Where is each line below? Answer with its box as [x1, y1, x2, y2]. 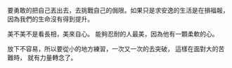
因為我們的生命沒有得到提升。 [7, 15, 94, 23]
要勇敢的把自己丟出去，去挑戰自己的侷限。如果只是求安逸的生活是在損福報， [7, 6, 229, 14]
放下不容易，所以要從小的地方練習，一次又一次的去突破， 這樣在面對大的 [7, 45, 219, 53]
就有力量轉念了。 [27, 53, 77, 62]
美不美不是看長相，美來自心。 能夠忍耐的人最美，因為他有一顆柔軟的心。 [7, 30, 219, 38]
